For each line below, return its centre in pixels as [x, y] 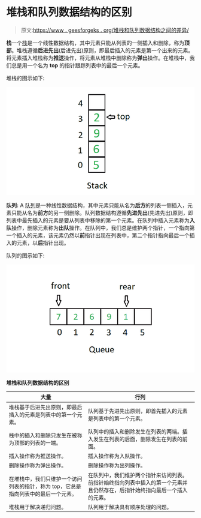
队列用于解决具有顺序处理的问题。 [130, 507]
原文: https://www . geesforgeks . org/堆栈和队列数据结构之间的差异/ [105, 30]
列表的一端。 [45, 442]
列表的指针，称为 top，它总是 [45, 486]
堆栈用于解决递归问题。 [38, 507]
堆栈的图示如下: [25, 78]
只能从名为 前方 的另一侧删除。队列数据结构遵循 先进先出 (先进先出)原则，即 [102, 212]
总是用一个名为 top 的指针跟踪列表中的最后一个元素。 [77, 65]
